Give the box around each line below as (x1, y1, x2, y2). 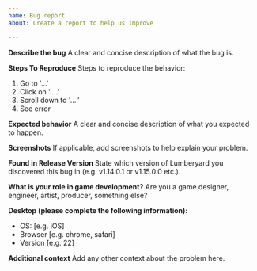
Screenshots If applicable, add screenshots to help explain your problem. (8, 143, 248, 152)
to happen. (8, 128, 43, 137)
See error (19, 104, 51, 113)
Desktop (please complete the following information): (8, 205, 188, 215)
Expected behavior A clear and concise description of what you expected (8, 119, 250, 128)
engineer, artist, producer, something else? (8, 190, 148, 200)
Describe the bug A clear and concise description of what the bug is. (8, 48, 234, 57)
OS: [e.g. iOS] (19, 221, 65, 231)
